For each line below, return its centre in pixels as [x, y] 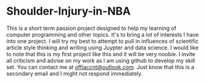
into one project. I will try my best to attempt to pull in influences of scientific [103, 41]
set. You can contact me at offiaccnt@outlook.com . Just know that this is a [100, 67]
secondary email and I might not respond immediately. [75, 73]
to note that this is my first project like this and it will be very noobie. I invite [101, 54]
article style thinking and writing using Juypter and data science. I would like [103, 48]
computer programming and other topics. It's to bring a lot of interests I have [103, 34]
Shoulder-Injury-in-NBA [69, 11]
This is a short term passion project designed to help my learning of [92, 28]
